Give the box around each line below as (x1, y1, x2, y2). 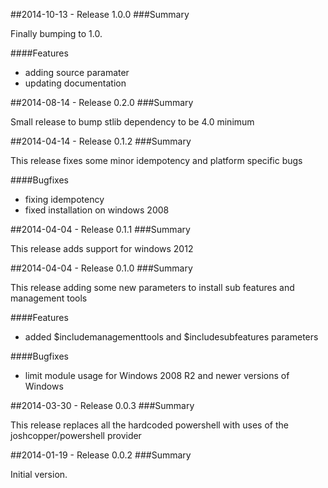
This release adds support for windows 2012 (10, 243, 194, 254)
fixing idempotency (24, 194, 105, 205)
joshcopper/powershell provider (10, 430, 142, 441)
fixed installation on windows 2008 (24, 204, 170, 216)
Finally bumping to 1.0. (10, 28, 103, 39)
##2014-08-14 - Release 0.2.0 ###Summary (10, 97, 194, 108)
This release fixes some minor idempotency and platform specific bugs (10, 155, 303, 166)
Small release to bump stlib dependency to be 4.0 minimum (10, 116, 255, 128)
